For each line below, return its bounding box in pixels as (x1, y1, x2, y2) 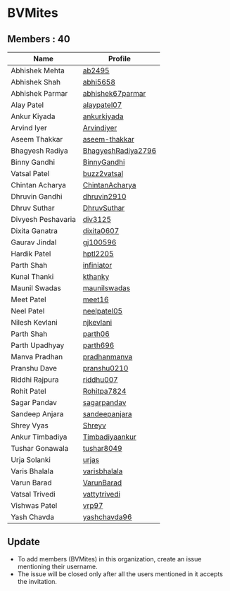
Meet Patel (11, 294, 47, 304)
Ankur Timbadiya (11, 432, 68, 442)
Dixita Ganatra (11, 226, 58, 235)
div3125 (82, 215, 111, 224)
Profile (108, 54, 132, 63)
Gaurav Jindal (11, 237, 57, 247)
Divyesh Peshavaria (11, 215, 76, 224)
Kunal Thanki (11, 272, 54, 281)
